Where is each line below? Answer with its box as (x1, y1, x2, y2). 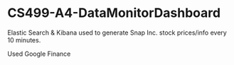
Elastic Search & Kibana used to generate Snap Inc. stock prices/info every (7, 28, 228, 37)
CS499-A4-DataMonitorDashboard (7, 5, 221, 21)
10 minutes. (7, 35, 41, 44)
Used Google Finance (7, 49, 71, 58)
